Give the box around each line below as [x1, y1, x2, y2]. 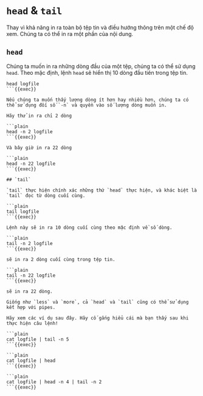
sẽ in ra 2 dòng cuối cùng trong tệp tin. [6, 256, 115, 262]
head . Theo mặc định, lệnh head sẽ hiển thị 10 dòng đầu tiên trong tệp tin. [6, 69, 188, 76]
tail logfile [6, 208, 40, 215]
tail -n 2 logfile [6, 240, 53, 246]
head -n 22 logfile [6, 161, 56, 167]
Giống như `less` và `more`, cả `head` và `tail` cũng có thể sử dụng [6, 299, 189, 305]
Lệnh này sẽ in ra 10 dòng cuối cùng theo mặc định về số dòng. [6, 224, 173, 231]
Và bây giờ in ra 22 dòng [6, 144, 72, 151]
